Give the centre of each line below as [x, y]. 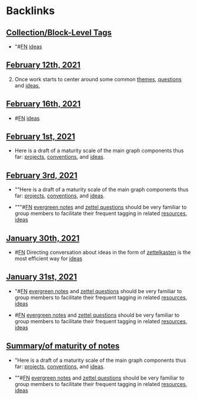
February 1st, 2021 [41, 137]
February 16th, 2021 [44, 104]
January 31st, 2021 [42, 277]
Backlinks [31, 11]
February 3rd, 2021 [42, 175]
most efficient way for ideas [48, 259]
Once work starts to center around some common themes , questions [98, 79]
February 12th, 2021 [43, 65]
